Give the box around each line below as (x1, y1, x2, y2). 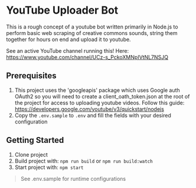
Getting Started (6, 135, 64, 145)
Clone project (14, 151, 48, 158)
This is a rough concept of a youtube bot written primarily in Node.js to (6, 23, 178, 30)
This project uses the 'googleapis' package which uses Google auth (14, 87, 180, 94)
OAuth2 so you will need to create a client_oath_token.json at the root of (14, 93, 190, 100)
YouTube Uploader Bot (6, 4, 119, 17)
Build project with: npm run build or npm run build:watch (14, 157, 153, 164)
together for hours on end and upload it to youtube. (6, 36, 131, 43)
